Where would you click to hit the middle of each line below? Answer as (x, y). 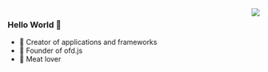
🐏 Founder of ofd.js (51, 50)
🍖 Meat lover (40, 59)
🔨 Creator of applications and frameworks (88, 42)
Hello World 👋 (34, 25)
